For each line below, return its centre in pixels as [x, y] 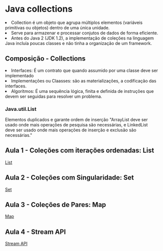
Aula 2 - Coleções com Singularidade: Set [70, 178]
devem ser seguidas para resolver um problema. [54, 96]
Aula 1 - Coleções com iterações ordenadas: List [80, 151]
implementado [19, 75]
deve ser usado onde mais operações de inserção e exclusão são [71, 130]
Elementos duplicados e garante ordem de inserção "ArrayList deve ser [77, 120]
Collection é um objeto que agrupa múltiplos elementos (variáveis [77, 22]
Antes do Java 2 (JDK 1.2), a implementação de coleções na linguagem [83, 38]
